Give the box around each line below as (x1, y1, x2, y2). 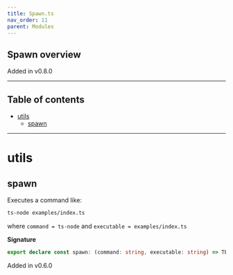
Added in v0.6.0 (7, 261, 53, 269)
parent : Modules (7, 23, 54, 30)
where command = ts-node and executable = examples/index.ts (7, 222, 187, 230)
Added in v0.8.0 (7, 67, 53, 76)
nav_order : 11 (7, 17, 49, 24)
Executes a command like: (7, 196, 82, 204)
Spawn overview (7, 48, 81, 60)
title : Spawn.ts (7, 10, 54, 17)
